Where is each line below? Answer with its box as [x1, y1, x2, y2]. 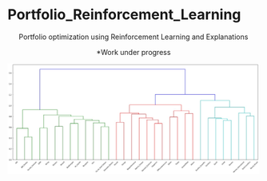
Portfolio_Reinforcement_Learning [7, 6, 241, 24]
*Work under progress [96, 47, 171, 57]
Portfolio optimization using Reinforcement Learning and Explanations [18, 32, 249, 41]
